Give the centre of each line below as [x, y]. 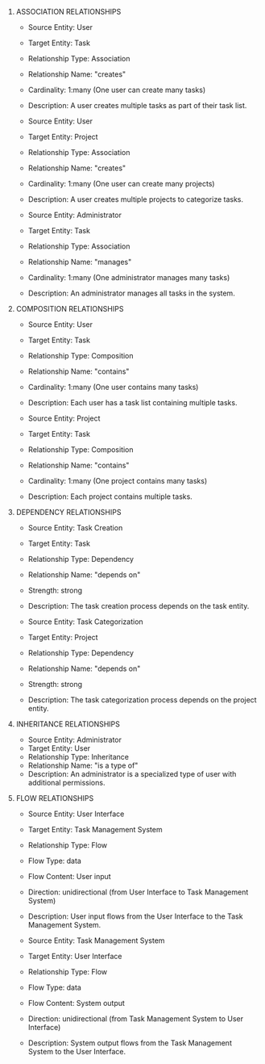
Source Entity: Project [64, 418]
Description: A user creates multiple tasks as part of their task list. [137, 105]
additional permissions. [66, 783]
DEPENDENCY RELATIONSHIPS [68, 512]
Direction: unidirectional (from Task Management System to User [136, 1019]
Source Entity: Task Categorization [85, 622]
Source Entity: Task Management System [96, 940]
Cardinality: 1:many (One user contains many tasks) [113, 387]
